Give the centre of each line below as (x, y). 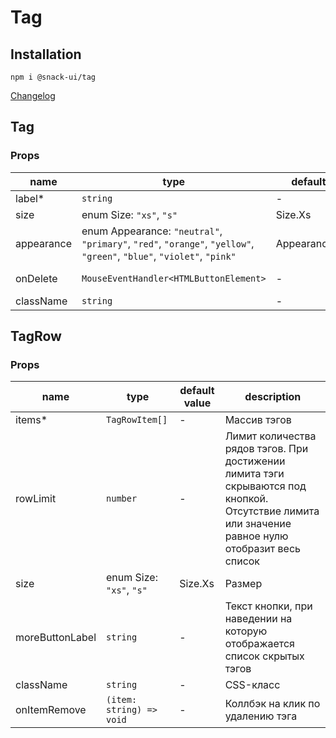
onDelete (36, 278)
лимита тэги (254, 474)
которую (246, 631)
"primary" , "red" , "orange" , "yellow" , (168, 243)
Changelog (33, 95)
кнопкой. (246, 499)
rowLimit (36, 499)
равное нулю (256, 536)
